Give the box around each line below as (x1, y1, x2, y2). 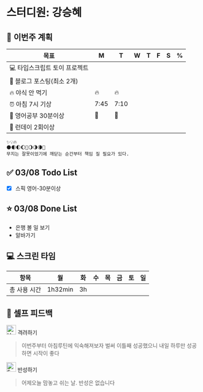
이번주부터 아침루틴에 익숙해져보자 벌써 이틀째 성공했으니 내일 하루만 (21, 342, 186, 350)
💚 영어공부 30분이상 (9, 112, 64, 120)
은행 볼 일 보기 (15, 223, 50, 231)
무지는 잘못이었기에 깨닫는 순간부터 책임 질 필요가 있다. (6, 151, 129, 157)
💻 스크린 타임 (6, 251, 56, 261)
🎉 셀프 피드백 (6, 308, 53, 318)
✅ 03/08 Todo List (6, 167, 78, 178)
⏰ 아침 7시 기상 (9, 100, 52, 108)
